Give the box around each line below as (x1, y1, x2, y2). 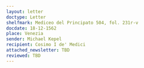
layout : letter (6, 8, 44, 15)
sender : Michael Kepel (6, 36, 62, 42)
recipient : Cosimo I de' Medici (6, 42, 86, 48)
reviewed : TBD (6, 53, 41, 59)
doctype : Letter (6, 14, 46, 20)
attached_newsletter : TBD (6, 47, 70, 53)
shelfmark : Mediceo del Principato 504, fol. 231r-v (6, 20, 139, 25)
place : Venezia (6, 31, 44, 37)
